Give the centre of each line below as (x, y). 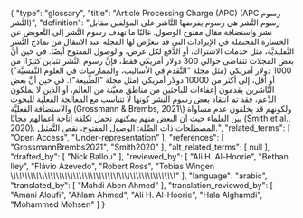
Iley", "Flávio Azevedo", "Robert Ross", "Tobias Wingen (113, 166)
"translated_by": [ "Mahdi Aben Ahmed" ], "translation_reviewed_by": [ (142, 185)
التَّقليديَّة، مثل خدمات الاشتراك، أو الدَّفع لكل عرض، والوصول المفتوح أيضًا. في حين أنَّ (152, 51)
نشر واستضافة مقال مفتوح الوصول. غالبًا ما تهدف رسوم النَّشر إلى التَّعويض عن (141, 32)
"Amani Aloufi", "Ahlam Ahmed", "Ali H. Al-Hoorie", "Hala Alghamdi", (137, 195)
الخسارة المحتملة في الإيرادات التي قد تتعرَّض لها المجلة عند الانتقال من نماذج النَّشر (149, 41)
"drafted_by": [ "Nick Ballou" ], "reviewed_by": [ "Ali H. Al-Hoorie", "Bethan (149, 156)
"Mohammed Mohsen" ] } (58, 204)
